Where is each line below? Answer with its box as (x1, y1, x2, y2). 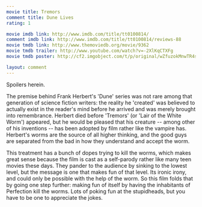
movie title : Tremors (6, 8, 61, 15)
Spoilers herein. (6, 81, 45, 88)
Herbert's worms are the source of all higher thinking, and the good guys (6, 131, 188, 138)
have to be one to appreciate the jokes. (6, 194, 103, 201)
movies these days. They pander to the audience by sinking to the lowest (6, 162, 188, 169)
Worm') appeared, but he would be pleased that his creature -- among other (6, 118, 195, 126)
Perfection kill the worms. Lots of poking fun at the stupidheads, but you (6, 188, 185, 195)
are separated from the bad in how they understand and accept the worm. (6, 137, 190, 145)
